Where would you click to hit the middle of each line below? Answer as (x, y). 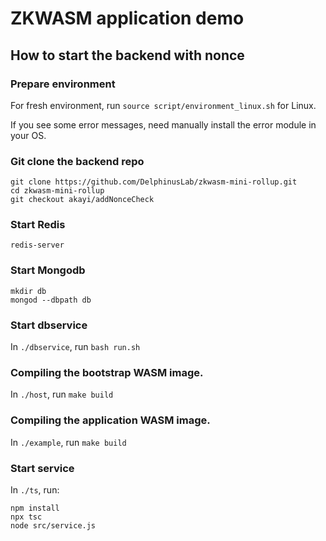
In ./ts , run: (35, 489)
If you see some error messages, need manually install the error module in (163, 124)
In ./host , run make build (62, 394)
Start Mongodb (48, 270)
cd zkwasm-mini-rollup (57, 191)
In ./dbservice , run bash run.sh (75, 347)
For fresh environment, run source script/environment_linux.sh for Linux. (163, 105)
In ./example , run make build (68, 442)
